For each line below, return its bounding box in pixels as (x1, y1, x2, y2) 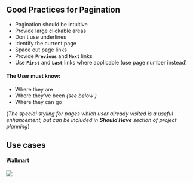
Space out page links (14, 46, 68, 53)
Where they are (14, 86, 53, 93)
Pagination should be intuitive (14, 20, 88, 28)
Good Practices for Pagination (6, 5, 121, 15)
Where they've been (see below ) (14, 92, 97, 99)
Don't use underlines (14, 33, 67, 41)
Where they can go (14, 99, 62, 106)
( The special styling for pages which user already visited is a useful (6, 110, 173, 117)
